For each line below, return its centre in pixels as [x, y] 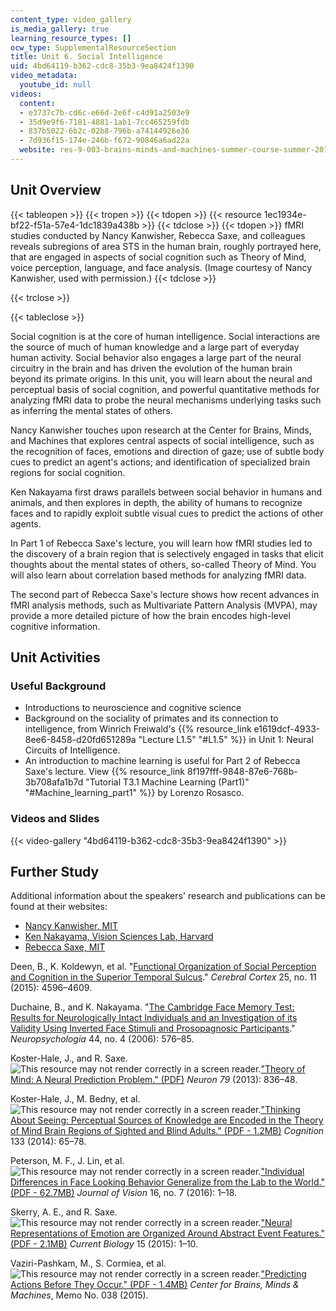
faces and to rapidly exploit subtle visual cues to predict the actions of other [167, 513]
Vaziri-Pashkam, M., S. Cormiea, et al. [88, 1263]
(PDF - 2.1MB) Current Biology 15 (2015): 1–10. [104, 1244]
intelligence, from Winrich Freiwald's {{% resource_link [138, 729]
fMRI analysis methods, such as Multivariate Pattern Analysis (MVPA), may [164, 605]
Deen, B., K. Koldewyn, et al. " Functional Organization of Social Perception [163, 967]
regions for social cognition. [68, 472]
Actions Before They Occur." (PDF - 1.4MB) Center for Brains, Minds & [155, 1285]
